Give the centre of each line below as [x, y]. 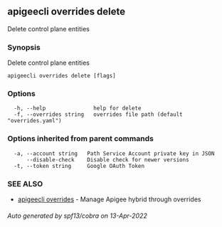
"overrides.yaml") [35, 121]
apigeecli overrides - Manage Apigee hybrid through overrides [109, 199]
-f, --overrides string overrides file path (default [98, 115]
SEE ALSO [25, 184]
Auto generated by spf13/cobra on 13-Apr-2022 [77, 216]
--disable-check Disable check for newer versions [108, 159]
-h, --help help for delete [78, 109]
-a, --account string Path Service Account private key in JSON [114, 153]
